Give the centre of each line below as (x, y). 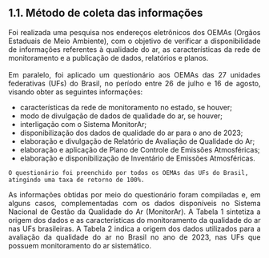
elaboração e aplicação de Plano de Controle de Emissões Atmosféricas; (140, 149)
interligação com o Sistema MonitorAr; (83, 124)
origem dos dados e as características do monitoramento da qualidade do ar (134, 220)
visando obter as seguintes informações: (76, 92)
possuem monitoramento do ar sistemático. (80, 245)
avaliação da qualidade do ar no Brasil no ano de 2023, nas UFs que (134, 237)
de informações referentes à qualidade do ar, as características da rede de (134, 49)
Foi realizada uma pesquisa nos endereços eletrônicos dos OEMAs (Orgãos (134, 32)
